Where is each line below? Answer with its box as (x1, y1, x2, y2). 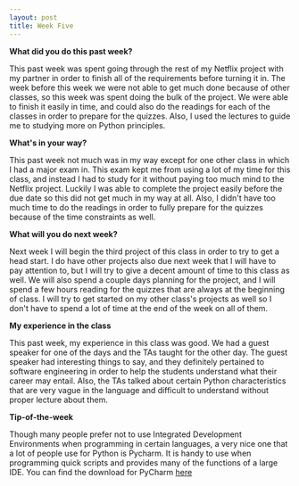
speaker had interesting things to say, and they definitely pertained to (9, 356, 265, 367)
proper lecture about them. (9, 394, 109, 405)
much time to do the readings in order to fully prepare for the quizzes (9, 202, 263, 212)
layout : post (9, 12, 58, 22)
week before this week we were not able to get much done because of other (9, 82, 290, 93)
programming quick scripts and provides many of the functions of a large (9, 457, 278, 468)
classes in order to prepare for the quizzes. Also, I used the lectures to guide (9, 111, 291, 121)
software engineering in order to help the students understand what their (9, 366, 278, 376)
